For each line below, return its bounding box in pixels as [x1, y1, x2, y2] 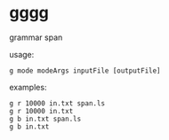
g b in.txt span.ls [9, 114, 82, 123]
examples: [9, 82, 47, 92]
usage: [9, 49, 35, 59]
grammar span [9, 32, 63, 43]
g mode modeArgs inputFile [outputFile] [9, 66, 162, 75]
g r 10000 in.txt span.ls [9, 98, 105, 108]
